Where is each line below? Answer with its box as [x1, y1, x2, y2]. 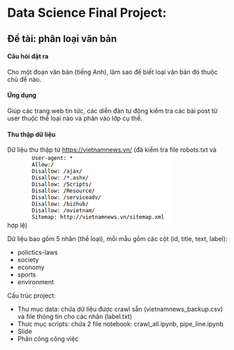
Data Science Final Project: [7, 5, 167, 21]
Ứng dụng [7, 91, 37, 99]
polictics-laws [17, 248, 58, 256]
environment [17, 278, 54, 286]
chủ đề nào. [7, 75, 42, 83]
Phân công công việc [17, 335, 79, 343]
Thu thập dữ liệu [7, 130, 56, 138]
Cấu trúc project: [7, 291, 56, 300]
